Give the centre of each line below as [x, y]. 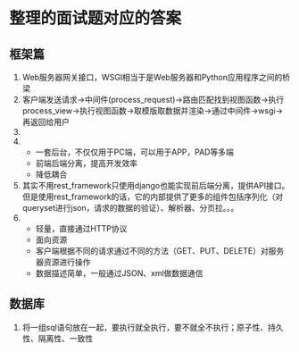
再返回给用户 [46, 122]
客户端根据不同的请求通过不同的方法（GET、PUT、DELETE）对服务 [160, 251]
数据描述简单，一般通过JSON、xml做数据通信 [119, 273]
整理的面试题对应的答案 [96, 18]
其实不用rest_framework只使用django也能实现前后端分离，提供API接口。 [156, 185]
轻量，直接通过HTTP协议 [81, 228]
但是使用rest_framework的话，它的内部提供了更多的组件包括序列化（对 [153, 197]
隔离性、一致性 [66, 338]
